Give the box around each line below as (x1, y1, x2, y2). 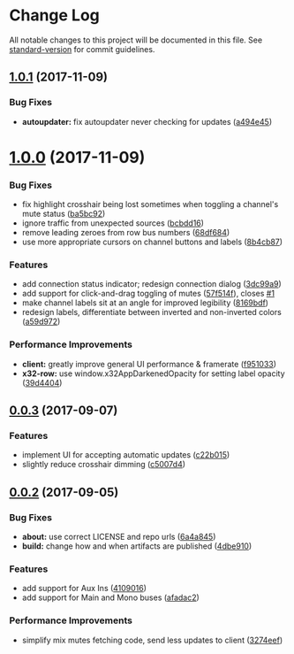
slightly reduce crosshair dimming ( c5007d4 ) (21, 459, 186, 470)
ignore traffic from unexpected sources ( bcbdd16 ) (21, 218, 205, 228)
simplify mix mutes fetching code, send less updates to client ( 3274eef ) (21, 635, 283, 645)
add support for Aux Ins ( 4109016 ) (21, 583, 147, 594)
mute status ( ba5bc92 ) (21, 209, 106, 219)
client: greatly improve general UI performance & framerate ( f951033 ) (21, 358, 276, 369)
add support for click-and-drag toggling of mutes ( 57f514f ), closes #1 (21, 289, 275, 299)
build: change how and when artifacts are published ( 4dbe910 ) (21, 541, 253, 551)
